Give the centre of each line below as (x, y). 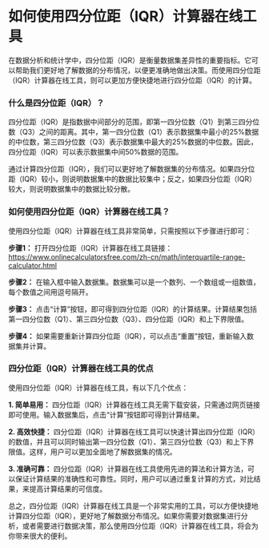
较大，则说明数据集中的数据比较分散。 (71, 189)
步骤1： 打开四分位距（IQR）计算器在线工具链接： (90, 248)
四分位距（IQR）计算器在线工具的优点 (81, 369)
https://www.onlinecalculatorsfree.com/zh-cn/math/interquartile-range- (127, 256)
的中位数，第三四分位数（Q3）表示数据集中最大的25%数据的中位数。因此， (133, 142)
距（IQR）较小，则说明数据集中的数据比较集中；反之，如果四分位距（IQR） (132, 179)
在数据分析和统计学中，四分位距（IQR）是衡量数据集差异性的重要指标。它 (130, 60)
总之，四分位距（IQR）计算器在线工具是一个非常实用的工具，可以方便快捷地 (133, 506)
